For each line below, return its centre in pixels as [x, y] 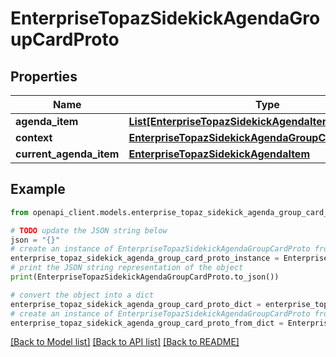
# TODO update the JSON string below [89, 230]
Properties [44, 76]
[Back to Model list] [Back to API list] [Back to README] [125, 342]
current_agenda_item [67, 154]
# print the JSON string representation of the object [127, 268]
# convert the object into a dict [82, 295]
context [34, 137]
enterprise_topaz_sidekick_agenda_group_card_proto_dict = [136, 304]
